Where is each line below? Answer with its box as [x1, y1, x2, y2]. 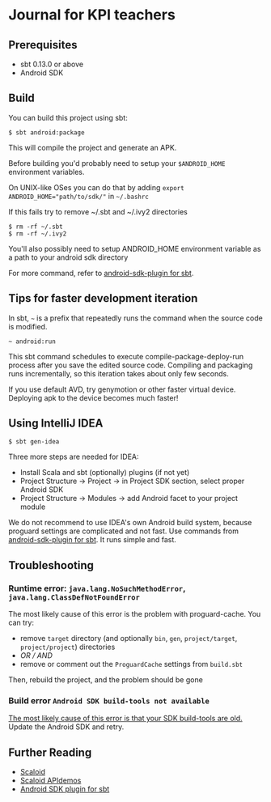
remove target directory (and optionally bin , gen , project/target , [19, 634, 238, 643]
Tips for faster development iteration [8, 291, 198, 305]
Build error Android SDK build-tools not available [8, 695, 210, 707]
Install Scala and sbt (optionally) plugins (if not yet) [19, 468, 190, 477]
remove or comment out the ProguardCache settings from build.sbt [19, 660, 243, 669]
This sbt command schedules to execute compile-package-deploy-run [8, 351, 244, 361]
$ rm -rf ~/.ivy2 [8, 229, 67, 238]
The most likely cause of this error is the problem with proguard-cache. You [8, 609, 261, 619]
